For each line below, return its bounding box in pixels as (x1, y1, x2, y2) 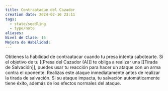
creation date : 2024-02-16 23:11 (5, 12, 75, 17)
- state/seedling (10, 21, 46, 26)
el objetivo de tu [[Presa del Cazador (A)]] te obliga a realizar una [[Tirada (5, 58, 158, 65)
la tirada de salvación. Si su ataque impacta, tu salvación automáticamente (5, 74, 160, 80)
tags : (5, 16, 17, 21)
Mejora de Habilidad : (5, 40, 51, 45)
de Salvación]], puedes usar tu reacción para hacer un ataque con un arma (5, 64, 161, 70)
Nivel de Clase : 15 (5, 35, 46, 40)
